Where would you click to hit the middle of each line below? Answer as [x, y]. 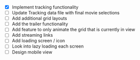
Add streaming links [32, 35]
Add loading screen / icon [38, 41]
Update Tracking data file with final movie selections [66, 13]
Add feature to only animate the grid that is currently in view [73, 30]
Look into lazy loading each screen [48, 46]
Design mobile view [32, 52]
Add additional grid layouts [39, 18]
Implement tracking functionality [45, 7]
